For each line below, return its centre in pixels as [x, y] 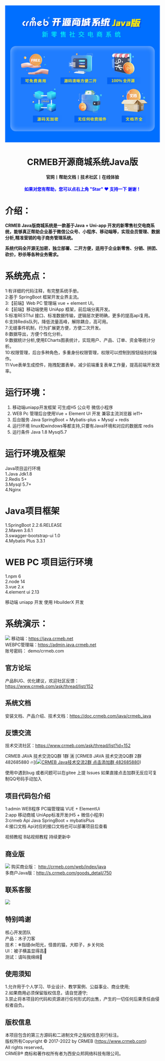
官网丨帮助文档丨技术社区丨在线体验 [82, 177]
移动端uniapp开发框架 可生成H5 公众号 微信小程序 [63, 407]
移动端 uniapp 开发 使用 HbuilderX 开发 [45, 602]
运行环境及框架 [35, 454]
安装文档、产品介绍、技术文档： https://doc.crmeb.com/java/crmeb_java [78, 716]
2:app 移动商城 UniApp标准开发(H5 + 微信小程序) [55, 815]
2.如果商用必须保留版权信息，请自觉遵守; [46, 993]
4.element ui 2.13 [22, 592]
